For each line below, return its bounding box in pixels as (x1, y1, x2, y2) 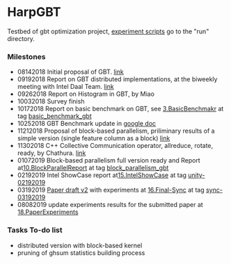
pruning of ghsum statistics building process (17, 248, 145, 257)
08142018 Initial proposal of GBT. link (17, 67, 124, 76)
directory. (7, 34, 35, 42)
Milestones (7, 51, 46, 61)
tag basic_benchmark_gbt (17, 112, 92, 120)
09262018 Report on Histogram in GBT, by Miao (17, 90, 155, 98)
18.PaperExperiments (17, 208, 79, 216)
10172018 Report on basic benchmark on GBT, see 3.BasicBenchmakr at (17, 105, 224, 113)
